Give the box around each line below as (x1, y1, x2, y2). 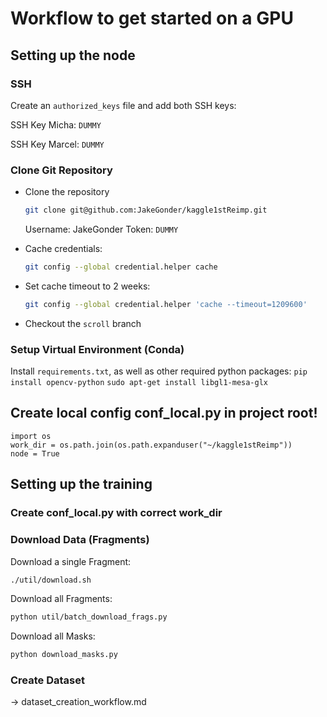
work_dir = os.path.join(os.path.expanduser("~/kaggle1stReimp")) (10, 440, 293, 450)
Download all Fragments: (10, 593, 113, 605)
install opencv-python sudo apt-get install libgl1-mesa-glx (10, 378, 268, 388)
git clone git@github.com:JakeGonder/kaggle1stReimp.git (24, 205, 268, 216)
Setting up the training (10, 476, 153, 493)
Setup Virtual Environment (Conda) (10, 342, 185, 356)
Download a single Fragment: (10, 555, 132, 567)
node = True (10, 448, 60, 459)
